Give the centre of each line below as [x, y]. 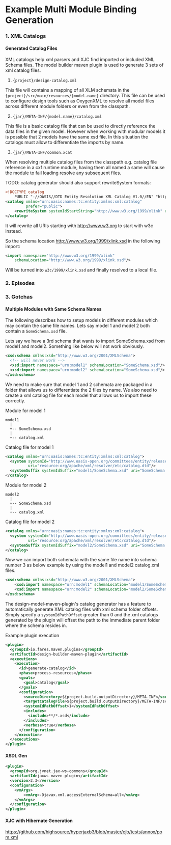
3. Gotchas [19, 297]
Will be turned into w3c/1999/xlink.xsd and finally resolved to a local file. [81, 270]
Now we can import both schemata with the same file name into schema [81, 560]
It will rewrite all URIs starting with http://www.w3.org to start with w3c [79, 226]
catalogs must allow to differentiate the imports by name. [65, 142]
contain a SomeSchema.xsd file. [36, 331]
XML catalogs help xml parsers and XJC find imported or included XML [80, 60]
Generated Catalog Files [31, 48]
